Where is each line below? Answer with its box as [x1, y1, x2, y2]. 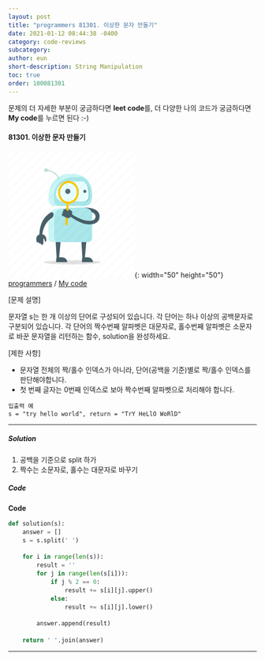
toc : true [8, 71, 41, 79]
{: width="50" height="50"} [134, 270, 224, 280]
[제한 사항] [8, 348, 41, 357]
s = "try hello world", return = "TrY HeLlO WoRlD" [8, 409, 181, 418]
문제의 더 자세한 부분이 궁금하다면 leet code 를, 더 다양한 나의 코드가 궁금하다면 [8, 103, 252, 112]
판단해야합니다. [19, 375, 67, 384]
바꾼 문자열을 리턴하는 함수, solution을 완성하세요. [16, 331, 171, 341]
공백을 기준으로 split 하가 [19, 454, 97, 464]
